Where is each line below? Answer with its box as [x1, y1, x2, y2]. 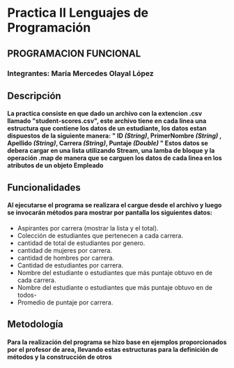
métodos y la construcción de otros [7, 353, 113, 361]
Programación [7, 20, 91, 36]
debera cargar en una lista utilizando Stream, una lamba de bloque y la [7, 147, 215, 155]
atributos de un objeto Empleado [7, 161, 104, 170]
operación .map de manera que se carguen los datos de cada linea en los [7, 154, 222, 162]
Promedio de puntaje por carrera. [17, 298, 114, 307]
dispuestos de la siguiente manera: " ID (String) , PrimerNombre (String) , [7, 131, 221, 140]
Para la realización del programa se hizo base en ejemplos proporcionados [7, 338, 227, 346]
